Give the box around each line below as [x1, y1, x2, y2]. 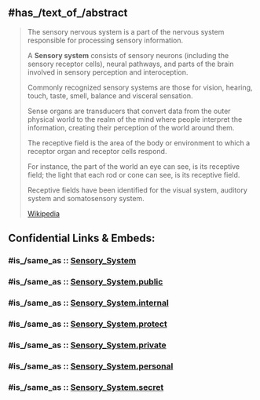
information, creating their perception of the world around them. [27, 123, 235, 132]
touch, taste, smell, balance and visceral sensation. [27, 90, 194, 101]
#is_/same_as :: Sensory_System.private [8, 339, 167, 350]
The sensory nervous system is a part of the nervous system [27, 27, 225, 36]
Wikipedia [27, 208, 60, 218]
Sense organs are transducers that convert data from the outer [27, 106, 231, 116]
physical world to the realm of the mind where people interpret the [27, 114, 243, 124]
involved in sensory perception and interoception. [27, 67, 189, 77]
